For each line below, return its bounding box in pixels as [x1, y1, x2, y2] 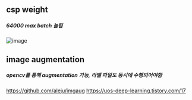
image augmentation [6, 54, 85, 64]
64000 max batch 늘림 [6, 22, 63, 29]
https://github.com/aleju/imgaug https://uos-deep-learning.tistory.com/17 [6, 87, 186, 94]
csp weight [6, 5, 49, 15]
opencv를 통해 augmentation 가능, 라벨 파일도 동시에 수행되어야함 [6, 72, 162, 79]
